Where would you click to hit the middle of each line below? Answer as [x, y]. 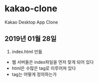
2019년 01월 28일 [31, 39]
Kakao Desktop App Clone [32, 22]
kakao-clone [31, 9]
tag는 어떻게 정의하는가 [34, 74]
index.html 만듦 [27, 52]
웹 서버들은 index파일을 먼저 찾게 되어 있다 [53, 62]
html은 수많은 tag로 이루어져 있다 [44, 68]
